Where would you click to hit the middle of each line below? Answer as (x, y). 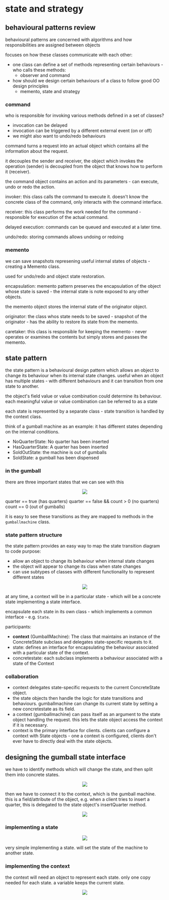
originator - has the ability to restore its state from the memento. (72, 322)
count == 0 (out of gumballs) (35, 507)
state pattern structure (34, 535)
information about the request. (37, 151)
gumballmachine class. (28, 522)
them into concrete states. (32, 775)
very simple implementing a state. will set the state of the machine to (77, 848)
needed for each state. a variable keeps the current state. (65, 882)
